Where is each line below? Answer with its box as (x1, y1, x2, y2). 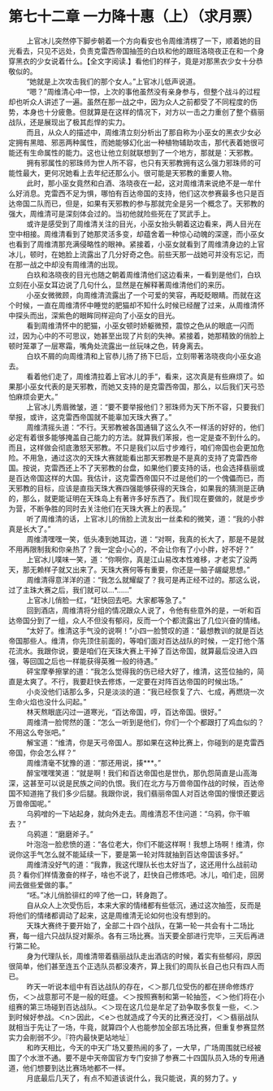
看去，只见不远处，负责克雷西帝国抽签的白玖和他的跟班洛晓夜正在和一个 (15, 46, 258, 55)
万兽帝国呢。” (8, 798, 51, 808)
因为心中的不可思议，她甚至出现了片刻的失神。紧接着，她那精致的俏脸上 (22, 330, 265, 340)
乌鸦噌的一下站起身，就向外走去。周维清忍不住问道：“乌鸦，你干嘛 (26, 809, 250, 818)
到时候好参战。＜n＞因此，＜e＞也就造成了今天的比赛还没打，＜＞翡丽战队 (8, 1012, 259, 1022)
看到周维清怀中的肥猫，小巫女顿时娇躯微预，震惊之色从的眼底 (26, 321, 233, 330)
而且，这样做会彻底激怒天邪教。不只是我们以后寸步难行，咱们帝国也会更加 (8, 443, 258, 452)
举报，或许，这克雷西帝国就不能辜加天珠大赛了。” (8, 412, 172, 421)
